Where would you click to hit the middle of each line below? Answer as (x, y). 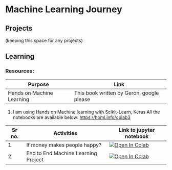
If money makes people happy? (64, 145)
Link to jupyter (137, 130)
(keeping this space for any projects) (44, 40)
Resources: (20, 71)
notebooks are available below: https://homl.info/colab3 (71, 117)
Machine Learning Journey (64, 9)
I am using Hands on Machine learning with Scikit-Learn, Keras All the (86, 112)
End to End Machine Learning (62, 153)
